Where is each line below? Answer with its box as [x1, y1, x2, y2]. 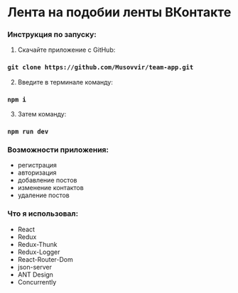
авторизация [17, 168, 57, 177]
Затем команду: [17, 110, 67, 118]
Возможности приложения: [7, 145, 109, 155]
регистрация [17, 161, 57, 170]
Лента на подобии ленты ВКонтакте [7, 4, 232, 21]
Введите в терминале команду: [17, 77, 114, 86]
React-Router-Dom [17, 255, 73, 263]
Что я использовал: [7, 209, 79, 219]
